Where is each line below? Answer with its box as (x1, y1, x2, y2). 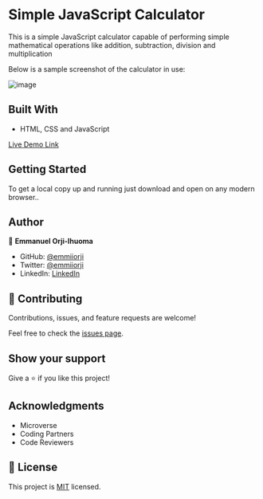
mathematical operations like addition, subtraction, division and (8, 40, 216, 49)
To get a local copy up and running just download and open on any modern (8, 183, 255, 193)
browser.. (8, 192, 40, 202)
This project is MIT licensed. (8, 481, 101, 491)
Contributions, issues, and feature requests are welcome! (8, 313, 197, 323)
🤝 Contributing (8, 292, 83, 305)
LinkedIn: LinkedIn (19, 269, 80, 278)
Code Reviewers (19, 437, 74, 447)
